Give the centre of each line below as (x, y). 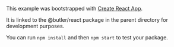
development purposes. (35, 26)
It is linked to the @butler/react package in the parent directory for (87, 20)
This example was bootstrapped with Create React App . (75, 9)
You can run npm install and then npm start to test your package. (87, 37)
